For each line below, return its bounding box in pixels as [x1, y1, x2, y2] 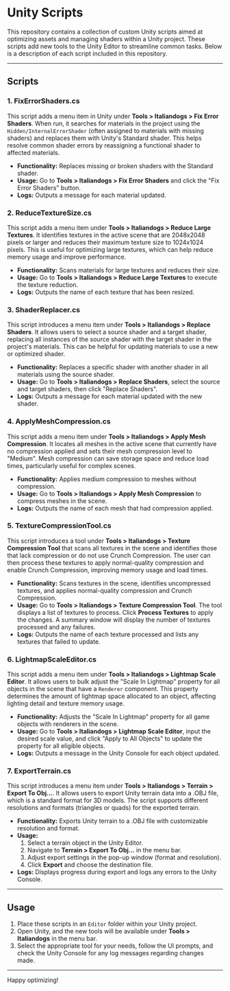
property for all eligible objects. [16, 742, 106, 750]
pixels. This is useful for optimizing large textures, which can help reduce [7, 245, 214, 253]
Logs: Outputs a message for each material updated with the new [16, 393, 203, 401]
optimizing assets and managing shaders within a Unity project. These [7, 34, 205, 43]
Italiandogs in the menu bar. [16, 935, 98, 943]
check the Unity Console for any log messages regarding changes [16, 949, 204, 957]
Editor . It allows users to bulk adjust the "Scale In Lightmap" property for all [7, 677, 220, 686]
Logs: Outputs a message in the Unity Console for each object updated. [16, 749, 220, 758]
